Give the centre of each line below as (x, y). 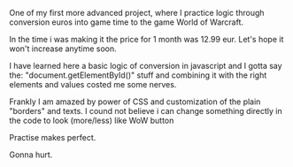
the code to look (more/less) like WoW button (92, 120)
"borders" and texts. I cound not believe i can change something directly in (146, 111)
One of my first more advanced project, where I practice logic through (137, 13)
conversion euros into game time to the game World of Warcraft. (127, 22)
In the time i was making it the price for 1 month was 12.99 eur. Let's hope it (146, 39)
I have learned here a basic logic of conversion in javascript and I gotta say (146, 66)
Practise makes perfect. (53, 137)
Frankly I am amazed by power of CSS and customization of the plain (135, 102)
